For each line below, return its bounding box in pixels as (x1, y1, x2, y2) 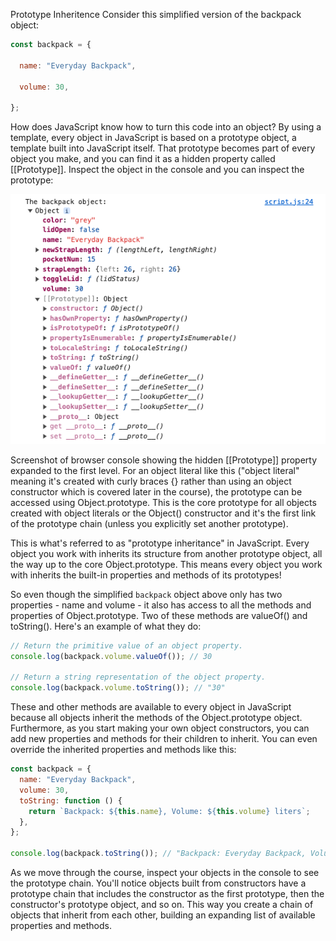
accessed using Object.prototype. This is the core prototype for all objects (10, 496, 317, 508)
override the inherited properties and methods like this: (10, 744, 237, 756)
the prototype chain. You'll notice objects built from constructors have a (10, 877, 307, 889)
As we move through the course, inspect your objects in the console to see (10, 867, 320, 878)
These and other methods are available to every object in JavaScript (10, 701, 292, 713)
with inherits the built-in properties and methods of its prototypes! (10, 569, 282, 581)
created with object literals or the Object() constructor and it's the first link (10, 507, 317, 519)
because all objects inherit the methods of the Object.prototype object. (10, 712, 303, 724)
